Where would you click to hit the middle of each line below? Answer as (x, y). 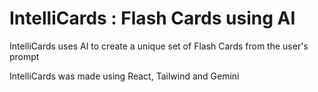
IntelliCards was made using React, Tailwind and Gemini (124, 76)
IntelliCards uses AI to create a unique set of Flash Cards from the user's (159, 46)
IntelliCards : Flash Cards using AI (152, 18)
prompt (24, 56)
